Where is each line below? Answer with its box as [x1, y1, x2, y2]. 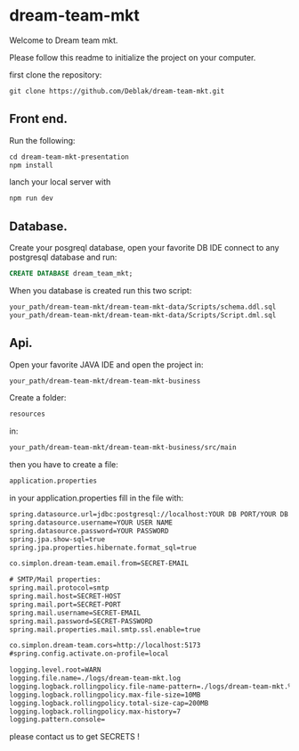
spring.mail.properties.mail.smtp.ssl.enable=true [9, 625, 201, 634]
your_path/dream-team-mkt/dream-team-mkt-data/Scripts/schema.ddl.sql [9, 302, 277, 311]
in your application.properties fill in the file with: [9, 492, 184, 503]
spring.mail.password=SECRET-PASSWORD [9, 616, 153, 625]
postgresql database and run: [9, 252, 117, 263]
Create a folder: [9, 392, 67, 403]
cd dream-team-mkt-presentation [9, 153, 129, 161]
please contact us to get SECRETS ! [9, 731, 140, 742]
